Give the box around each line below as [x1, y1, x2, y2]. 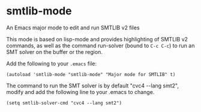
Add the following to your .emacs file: [6, 60, 97, 67]
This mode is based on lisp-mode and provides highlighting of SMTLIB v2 [6, 35, 188, 43]
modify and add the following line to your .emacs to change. [6, 88, 155, 95]
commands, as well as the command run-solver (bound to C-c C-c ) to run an [6, 42, 195, 49]
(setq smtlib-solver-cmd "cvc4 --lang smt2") [6, 100, 122, 106]
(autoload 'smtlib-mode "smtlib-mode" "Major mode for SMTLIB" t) [6, 71, 176, 77]
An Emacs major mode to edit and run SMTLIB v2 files [6, 24, 140, 31]
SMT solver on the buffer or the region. [6, 48, 103, 55]
